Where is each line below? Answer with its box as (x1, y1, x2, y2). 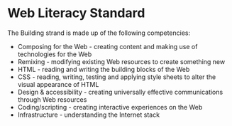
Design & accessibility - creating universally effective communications (17, 88, 223, 96)
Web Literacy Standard (7, 5, 145, 21)
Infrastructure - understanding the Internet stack (17, 110, 160, 119)
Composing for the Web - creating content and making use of (17, 42, 198, 51)
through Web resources (17, 95, 87, 104)
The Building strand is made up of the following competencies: (7, 28, 191, 37)
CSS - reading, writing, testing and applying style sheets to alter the (17, 73, 216, 81)
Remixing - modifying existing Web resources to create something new (17, 57, 226, 65)
